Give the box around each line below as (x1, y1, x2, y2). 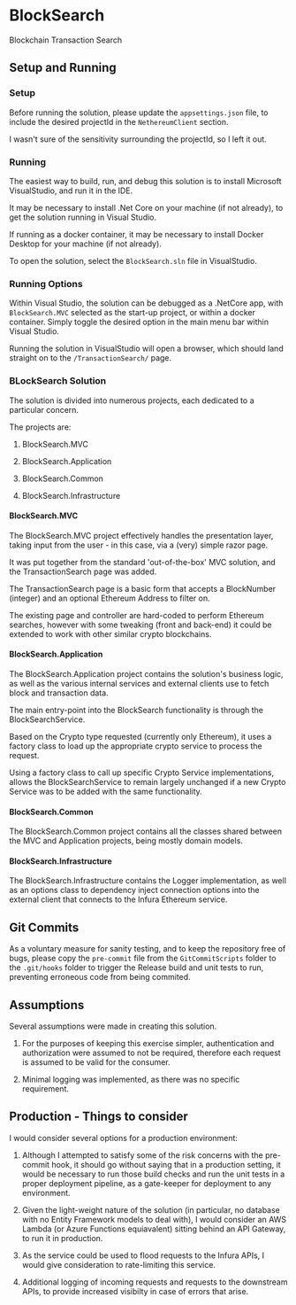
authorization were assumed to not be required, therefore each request (21, 1047, 281, 1058)
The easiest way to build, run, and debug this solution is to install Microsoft (9, 175, 282, 186)
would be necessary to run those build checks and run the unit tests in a (21, 1169, 285, 1179)
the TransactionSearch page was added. (9, 566, 157, 577)
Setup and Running (9, 60, 117, 75)
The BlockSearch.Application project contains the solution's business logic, (9, 668, 285, 679)
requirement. (21, 1083, 69, 1094)
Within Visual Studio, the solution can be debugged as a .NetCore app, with (9, 298, 284, 308)
